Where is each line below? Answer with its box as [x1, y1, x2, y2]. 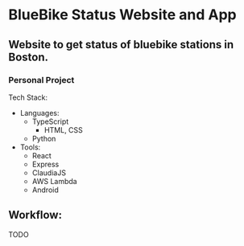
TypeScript [31, 117, 69, 126]
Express [31, 159, 60, 169]
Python [31, 133, 56, 143]
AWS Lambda [31, 176, 78, 186]
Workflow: [8, 208, 63, 222]
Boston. [8, 50, 48, 64]
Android [31, 185, 59, 195]
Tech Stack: [8, 92, 48, 102]
